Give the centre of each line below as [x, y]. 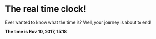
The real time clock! [46, 9]
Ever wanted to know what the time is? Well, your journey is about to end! [78, 22]
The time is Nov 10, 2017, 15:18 [36, 31]
